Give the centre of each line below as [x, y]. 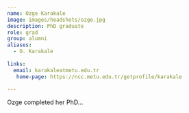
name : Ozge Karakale [37, 13]
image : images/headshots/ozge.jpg [56, 20]
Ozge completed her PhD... [45, 102]
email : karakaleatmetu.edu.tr [56, 70]
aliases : [20, 45]
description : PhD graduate [46, 26]
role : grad [23, 32]
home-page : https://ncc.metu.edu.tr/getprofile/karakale [99, 77]
